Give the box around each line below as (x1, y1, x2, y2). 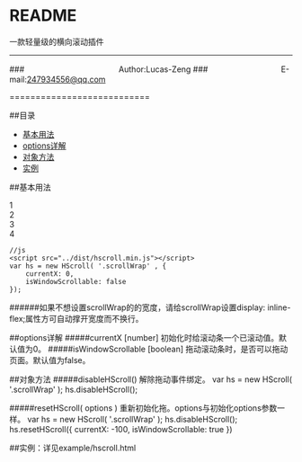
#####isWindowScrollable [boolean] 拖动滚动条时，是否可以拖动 (48, 343, 289, 354)
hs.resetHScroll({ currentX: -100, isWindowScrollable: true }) (9, 423, 233, 434)
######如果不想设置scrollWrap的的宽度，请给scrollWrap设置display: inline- (9, 302, 291, 313)
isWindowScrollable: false (25, 277, 127, 286)
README (9, 5, 77, 26)
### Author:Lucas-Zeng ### (9, 64, 209, 75)
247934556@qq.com (26, 74, 106, 84)
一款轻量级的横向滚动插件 (9, 36, 104, 47)
